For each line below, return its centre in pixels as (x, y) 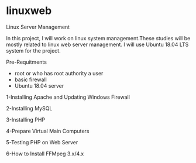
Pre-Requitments (26, 62)
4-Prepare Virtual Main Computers (48, 131)
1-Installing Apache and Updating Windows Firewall (68, 97)
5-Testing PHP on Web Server (42, 142)
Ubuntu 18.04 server (39, 85)
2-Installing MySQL (29, 108)
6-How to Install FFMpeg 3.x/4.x (45, 154)
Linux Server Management (38, 27)
